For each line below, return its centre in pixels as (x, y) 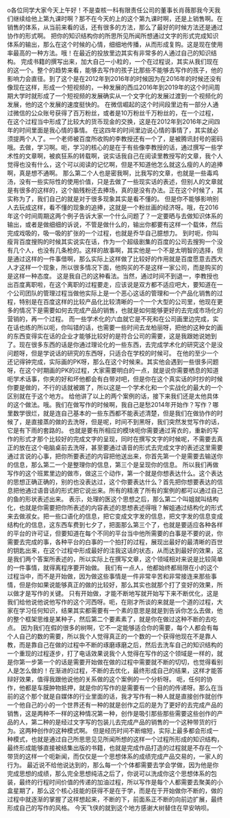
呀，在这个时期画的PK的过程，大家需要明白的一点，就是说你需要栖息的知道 (113, 370)
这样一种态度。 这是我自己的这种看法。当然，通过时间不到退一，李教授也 (116, 276)
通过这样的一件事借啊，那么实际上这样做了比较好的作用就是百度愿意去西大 (118, 259)
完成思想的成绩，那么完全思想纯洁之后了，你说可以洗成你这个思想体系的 (109, 773)
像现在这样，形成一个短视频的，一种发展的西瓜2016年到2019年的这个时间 (111, 87)
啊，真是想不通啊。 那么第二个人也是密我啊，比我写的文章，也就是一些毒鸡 (113, 173)
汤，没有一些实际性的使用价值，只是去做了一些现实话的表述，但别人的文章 (112, 182)
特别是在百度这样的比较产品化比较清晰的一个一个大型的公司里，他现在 (118, 302)
